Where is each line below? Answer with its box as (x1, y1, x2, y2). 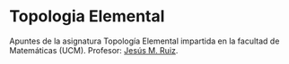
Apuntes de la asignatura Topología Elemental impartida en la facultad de (9, 36, 280, 46)
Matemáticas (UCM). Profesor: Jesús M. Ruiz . (9, 44, 179, 55)
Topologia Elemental (9, 6, 165, 27)
